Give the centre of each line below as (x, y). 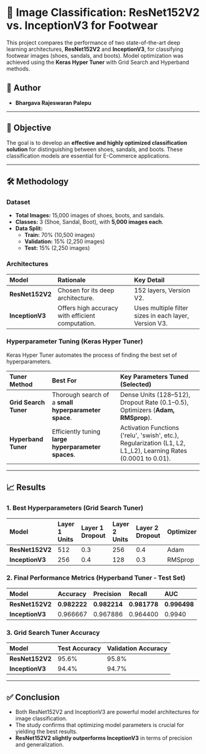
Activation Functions (150, 427)
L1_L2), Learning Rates (154, 451)
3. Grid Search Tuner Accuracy (53, 632)
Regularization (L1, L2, (153, 443)
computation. (77, 323)
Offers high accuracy (88, 308)
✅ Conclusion (33, 697)
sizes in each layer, (162, 316)
